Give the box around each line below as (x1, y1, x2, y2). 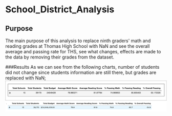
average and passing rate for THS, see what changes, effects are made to (5, 49, 161, 54)
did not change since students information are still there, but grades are (5, 69, 157, 75)
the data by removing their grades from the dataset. (5, 54, 114, 60)
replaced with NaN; (5, 75, 46, 81)
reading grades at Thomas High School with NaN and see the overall (5, 43, 150, 49)
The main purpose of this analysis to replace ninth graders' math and (5, 37, 151, 44)
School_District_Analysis (5, 4, 115, 15)
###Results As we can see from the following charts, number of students (5, 64, 160, 70)
